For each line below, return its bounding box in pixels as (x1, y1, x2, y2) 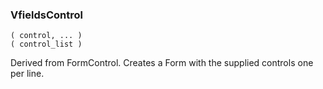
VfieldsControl (10, 8, 83, 22)
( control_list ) (10, 39, 83, 50)
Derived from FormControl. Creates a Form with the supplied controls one (10, 57, 314, 69)
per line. (10, 68, 45, 80)
